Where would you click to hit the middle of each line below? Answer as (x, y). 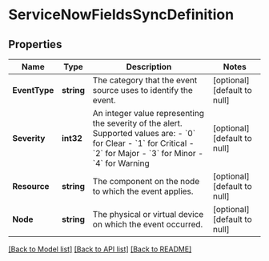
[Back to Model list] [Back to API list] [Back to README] (100, 249)
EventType (33, 90)
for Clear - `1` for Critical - (143, 143)
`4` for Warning (121, 163)
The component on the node (146, 181)
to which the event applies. (143, 191)
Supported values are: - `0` (144, 133)
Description (149, 67)
